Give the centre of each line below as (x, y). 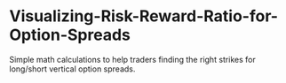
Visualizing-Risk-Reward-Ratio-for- (143, 16)
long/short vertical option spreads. (72, 69)
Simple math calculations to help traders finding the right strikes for (132, 59)
